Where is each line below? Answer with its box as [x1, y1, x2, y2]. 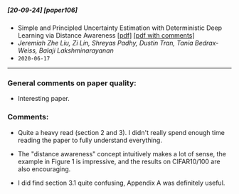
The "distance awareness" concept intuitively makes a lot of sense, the [17, 149, 226, 158]
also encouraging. [17, 164, 71, 173]
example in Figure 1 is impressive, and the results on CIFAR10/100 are [17, 157, 221, 166]
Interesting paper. [17, 95, 70, 103]
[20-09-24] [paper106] [7, 6, 78, 14]
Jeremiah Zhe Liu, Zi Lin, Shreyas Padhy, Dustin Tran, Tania [17, 38, 193, 47]
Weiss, [17, 46, 38, 55]
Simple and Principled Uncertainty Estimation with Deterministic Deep [17, 23, 223, 32]
